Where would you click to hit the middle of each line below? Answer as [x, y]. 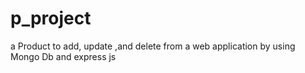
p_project [51, 18]
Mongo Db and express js [63, 56]
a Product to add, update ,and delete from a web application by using [153, 46]
